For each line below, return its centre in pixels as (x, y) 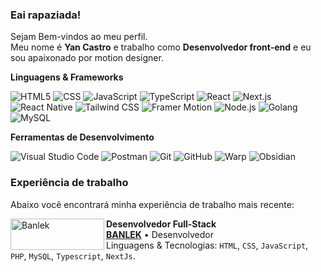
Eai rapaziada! (46, 15)
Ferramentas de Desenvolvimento (82, 137)
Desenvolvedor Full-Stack (161, 224)
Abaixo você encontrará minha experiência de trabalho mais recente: (152, 204)
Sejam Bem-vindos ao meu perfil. (79, 37)
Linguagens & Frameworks (67, 77)
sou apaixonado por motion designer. (87, 58)
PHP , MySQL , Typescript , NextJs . (73, 255)
